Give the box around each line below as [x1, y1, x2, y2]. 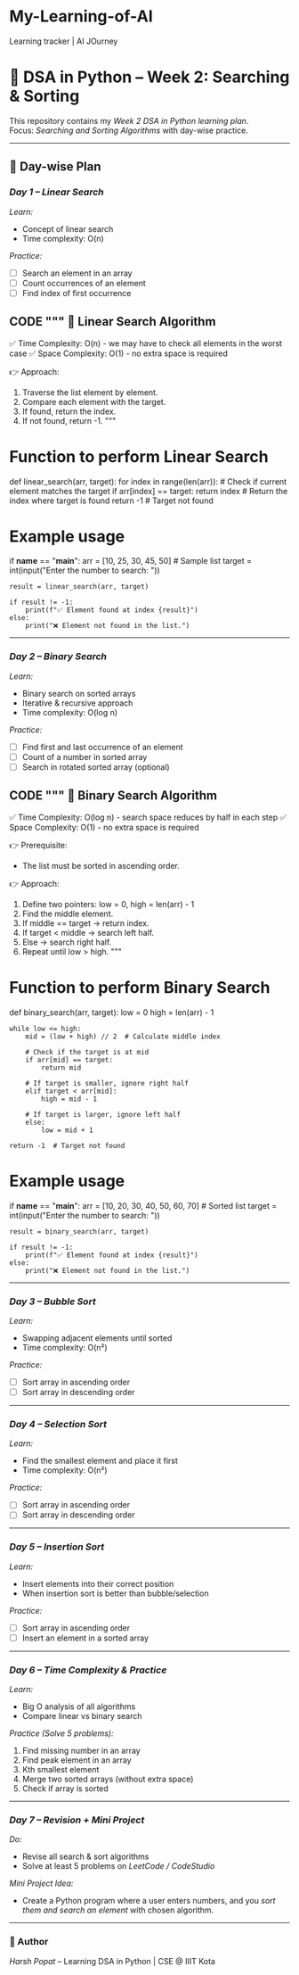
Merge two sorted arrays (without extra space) [21, 1773, 194, 1785]
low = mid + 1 [41, 1126, 93, 1135]
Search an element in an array [21, 268, 133, 278]
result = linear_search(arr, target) [9, 583, 149, 591]
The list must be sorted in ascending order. [21, 860, 181, 871]
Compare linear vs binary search [21, 1711, 142, 1722]
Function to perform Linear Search [9, 446, 269, 467]
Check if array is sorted [21, 1783, 109, 1794]
